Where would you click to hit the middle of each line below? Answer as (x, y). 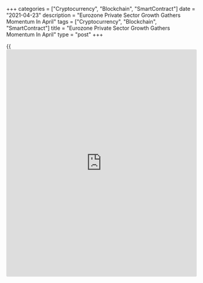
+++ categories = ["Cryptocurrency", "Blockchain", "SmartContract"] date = (101, 9)
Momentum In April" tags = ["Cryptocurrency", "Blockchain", (82, 22)
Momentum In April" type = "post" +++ (55, 35)
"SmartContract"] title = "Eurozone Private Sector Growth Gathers (88, 28)
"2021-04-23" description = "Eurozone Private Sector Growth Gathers (94, 15)
